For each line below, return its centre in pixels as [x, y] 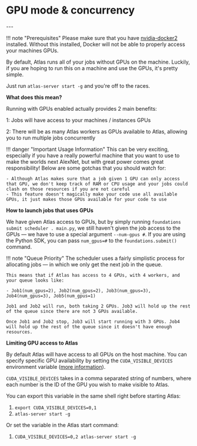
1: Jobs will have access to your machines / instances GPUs [79, 120]
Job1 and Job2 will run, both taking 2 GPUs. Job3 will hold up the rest [98, 306]
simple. [15, 74]
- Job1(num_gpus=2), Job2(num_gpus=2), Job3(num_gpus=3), [79, 290]
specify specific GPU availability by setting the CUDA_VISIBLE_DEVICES [89, 361]
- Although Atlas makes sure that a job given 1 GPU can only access [93, 179]
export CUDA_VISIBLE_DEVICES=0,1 [56, 408]
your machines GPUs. [32, 50]
